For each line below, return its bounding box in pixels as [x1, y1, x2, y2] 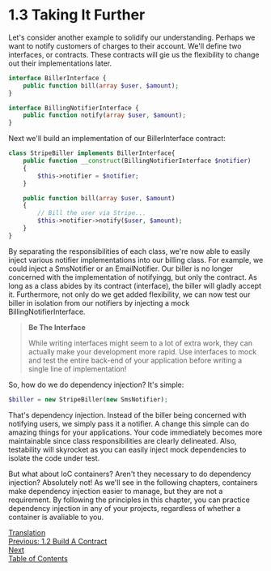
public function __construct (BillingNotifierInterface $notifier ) [23, 157, 252, 165]
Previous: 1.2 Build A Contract [8, 536, 108, 546]
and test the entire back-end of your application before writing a [28, 355, 243, 365]
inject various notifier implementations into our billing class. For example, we [8, 255, 264, 264]
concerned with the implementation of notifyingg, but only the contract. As [8, 272, 257, 281]
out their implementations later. [8, 58, 112, 68]
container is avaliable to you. [8, 512, 104, 522]
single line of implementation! [28, 363, 127, 374]
